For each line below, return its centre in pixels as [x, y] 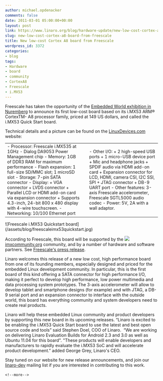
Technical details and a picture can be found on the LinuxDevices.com [75, 131]
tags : [10, 61]
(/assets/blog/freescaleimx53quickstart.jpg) [49, 229]
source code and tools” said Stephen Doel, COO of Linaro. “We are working [81, 330]
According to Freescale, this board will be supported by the [64, 239]
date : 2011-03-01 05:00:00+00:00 [39, 20]
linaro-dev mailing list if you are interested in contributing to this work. [75, 365]
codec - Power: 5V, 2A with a [119, 203]
